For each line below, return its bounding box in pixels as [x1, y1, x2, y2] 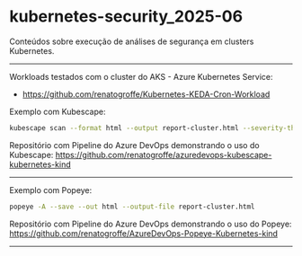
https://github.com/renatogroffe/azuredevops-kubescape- [55, 149, 272, 160]
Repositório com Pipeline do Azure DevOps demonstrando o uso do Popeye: [9, 218, 292, 229]
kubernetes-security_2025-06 [9, 6, 244, 27]
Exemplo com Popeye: [9, 184, 93, 195]
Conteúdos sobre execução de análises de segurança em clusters [9, 36, 254, 47]
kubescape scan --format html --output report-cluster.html [9, 123, 240, 132]
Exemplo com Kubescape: [9, 106, 106, 117]
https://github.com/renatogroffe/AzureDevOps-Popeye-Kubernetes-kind [9, 227, 279, 239]
